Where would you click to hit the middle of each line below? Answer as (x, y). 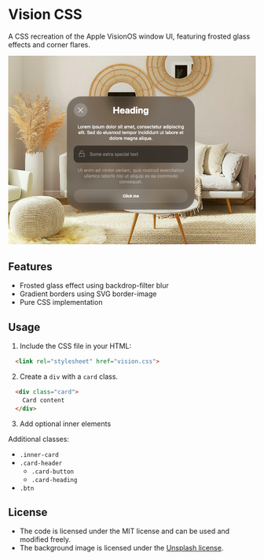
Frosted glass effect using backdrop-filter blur (94, 286)
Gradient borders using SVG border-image (88, 294)
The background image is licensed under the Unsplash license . (121, 548)
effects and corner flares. (49, 44)
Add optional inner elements (65, 424)
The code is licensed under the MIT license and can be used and (125, 531)
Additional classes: (38, 439)
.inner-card (39, 454)
